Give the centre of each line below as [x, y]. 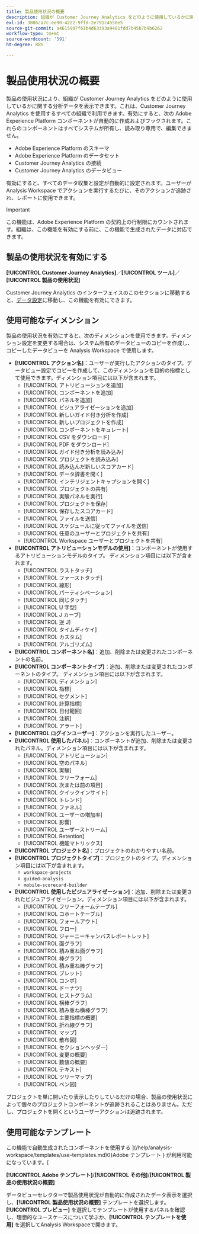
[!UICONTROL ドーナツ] [53, 988]
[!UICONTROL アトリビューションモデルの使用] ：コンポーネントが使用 [101, 548]
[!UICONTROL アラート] [53, 726]
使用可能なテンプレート [49, 1132]
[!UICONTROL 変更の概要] [55, 1054]
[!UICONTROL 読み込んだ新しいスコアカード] [79, 467]
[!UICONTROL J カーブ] [52, 615]
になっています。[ [28, 1162]
